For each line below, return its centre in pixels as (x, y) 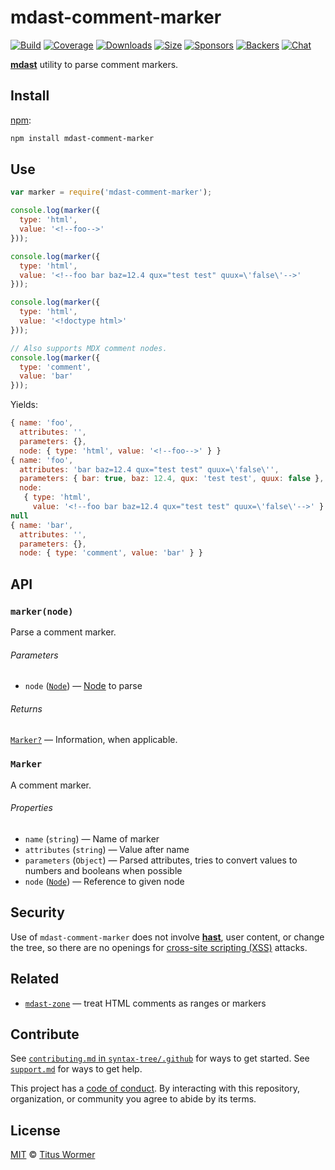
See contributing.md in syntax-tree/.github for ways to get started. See (160, 1058)
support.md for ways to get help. (76, 1069)
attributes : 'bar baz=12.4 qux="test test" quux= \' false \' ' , (149, 469)
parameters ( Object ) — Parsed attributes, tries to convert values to (161, 860)
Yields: (24, 405)
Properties (31, 808)
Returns (26, 708)
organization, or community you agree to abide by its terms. (133, 1099)
